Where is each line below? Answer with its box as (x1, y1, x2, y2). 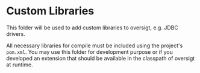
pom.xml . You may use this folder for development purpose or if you (6, 48, 173, 55)
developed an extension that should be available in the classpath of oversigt (6, 54, 195, 62)
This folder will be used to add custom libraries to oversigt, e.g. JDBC (6, 24, 179, 31)
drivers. (6, 30, 25, 37)
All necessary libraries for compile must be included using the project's (6, 42, 183, 49)
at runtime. (6, 61, 33, 68)
